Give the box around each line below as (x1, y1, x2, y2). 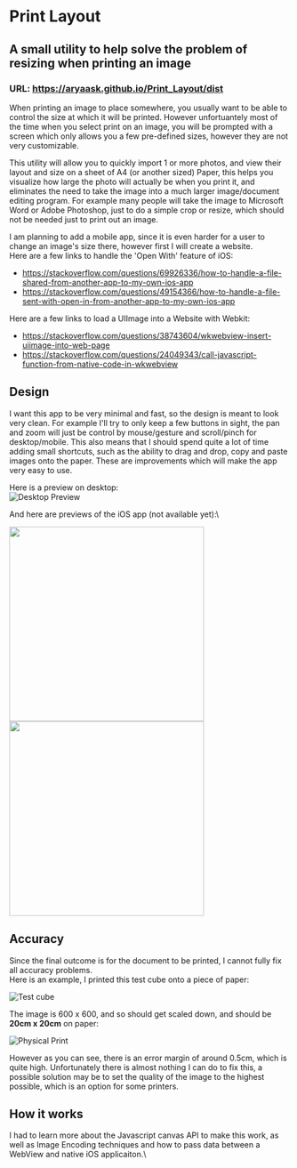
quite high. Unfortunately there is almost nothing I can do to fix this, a (9, 1061, 263, 1073)
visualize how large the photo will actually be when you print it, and (9, 176, 255, 187)
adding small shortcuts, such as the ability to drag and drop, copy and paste (9, 446, 288, 456)
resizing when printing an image (9, 55, 191, 70)
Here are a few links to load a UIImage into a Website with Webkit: (9, 313, 251, 324)
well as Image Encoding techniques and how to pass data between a (9, 1140, 261, 1150)
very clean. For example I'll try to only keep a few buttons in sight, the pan (9, 417, 280, 428)
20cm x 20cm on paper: (9, 1018, 100, 1028)
